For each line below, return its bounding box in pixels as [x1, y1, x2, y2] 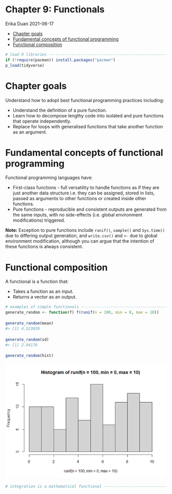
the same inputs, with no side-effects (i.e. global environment [12, 212, 142, 218]
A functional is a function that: [5, 279, 69, 285]
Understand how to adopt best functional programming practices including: [5, 97, 164, 103]
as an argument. [12, 129, 48, 135]
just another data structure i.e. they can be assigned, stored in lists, [12, 190, 155, 196]
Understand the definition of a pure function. [12, 107, 107, 113]
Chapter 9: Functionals [5, 4, 105, 15]
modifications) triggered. [12, 217, 66, 224]
